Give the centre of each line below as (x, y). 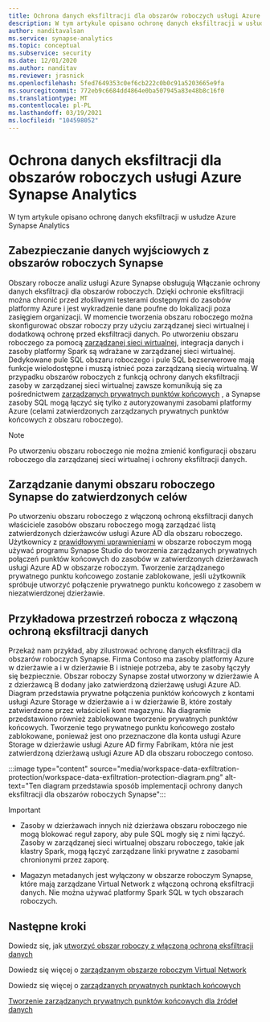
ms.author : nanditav (43, 68)
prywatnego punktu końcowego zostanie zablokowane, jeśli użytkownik (127, 576)
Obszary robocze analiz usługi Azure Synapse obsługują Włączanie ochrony (135, 282)
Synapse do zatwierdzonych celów (98, 497)
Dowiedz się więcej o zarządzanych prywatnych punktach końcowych (125, 986)
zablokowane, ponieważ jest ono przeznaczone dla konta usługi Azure (125, 736)
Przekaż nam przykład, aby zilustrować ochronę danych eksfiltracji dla (125, 651)
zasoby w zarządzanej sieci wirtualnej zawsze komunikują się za (115, 385)
